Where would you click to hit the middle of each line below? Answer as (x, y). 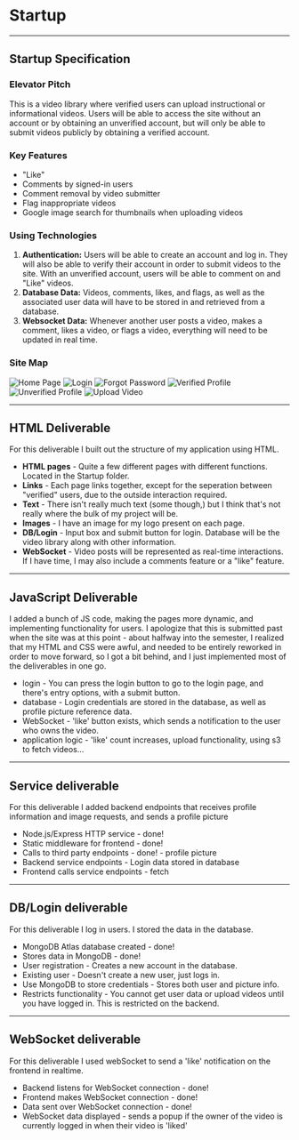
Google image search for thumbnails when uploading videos (132, 212)
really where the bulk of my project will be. (100, 514)
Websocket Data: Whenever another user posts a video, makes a (142, 321)
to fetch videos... (53, 750)
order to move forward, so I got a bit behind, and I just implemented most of (148, 657)
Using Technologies (53, 235)
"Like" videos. (48, 283)
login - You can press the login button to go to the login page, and (143, 683)
